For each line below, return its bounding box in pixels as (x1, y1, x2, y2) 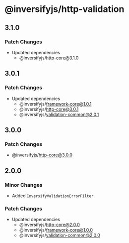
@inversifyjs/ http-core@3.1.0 (19, 55, 79, 61)
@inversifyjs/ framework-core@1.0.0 (19, 227, 93, 233)
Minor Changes (4, 181, 43, 188)
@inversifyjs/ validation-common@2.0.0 (19, 233, 100, 239)
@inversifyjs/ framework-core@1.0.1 (19, 101, 92, 107)
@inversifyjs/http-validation (4, 3, 125, 15)
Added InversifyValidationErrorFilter (11, 193, 94, 199)
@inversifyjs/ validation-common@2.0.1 (19, 111, 99, 118)
